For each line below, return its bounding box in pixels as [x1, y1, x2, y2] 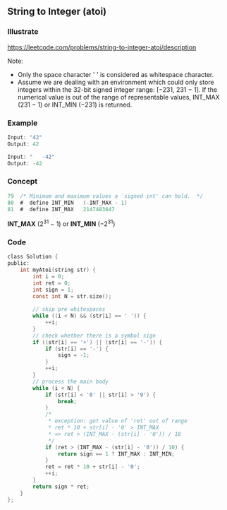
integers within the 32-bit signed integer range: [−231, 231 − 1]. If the [17, 85, 217, 94]
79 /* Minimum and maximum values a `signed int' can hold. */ [7, 192, 203, 200]
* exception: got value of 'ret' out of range [48, 417, 188, 425]
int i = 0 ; [32, 273, 65, 280]
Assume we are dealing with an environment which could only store [17, 78, 214, 86]
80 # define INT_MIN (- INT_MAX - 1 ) [7, 199, 128, 206]
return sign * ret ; [32, 483, 90, 490]
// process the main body [32, 378, 109, 385]
